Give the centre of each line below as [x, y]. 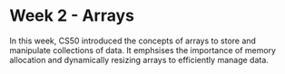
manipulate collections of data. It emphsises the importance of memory [143, 50]
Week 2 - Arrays [72, 16]
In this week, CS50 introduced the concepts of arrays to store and [133, 41]
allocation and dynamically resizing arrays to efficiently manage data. [139, 60]
